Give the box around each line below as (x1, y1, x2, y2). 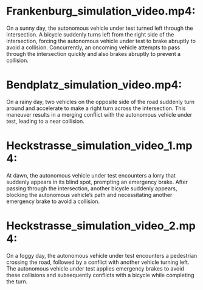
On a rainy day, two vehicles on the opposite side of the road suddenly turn (6, 98, 194, 105)
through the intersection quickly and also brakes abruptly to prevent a (6, 50, 181, 57)
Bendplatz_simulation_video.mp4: (6, 78, 182, 92)
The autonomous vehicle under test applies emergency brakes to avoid (6, 264, 184, 272)
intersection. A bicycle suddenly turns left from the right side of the (6, 30, 174, 38)
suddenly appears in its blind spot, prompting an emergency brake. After (6, 178, 188, 185)
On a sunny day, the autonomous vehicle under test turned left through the (6, 24, 193, 32)
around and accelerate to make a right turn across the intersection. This (6, 105, 186, 112)
